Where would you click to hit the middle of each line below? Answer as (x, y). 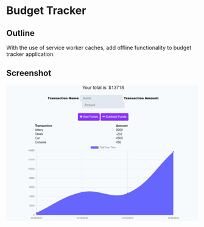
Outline (20, 33)
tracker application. (30, 54)
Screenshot (29, 73)
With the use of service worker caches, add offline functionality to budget (99, 47)
